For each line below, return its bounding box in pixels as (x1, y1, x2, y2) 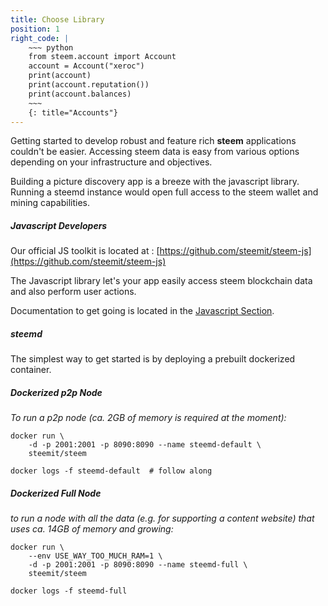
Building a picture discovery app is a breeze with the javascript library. (10, 176, 300, 188)
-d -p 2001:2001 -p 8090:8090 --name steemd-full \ (28, 560, 248, 570)
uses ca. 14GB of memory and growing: (10, 523, 174, 535)
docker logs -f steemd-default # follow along (10, 466, 213, 476)
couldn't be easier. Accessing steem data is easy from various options (10, 146, 300, 158)
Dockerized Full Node (10, 487, 102, 499)
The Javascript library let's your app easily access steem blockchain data (10, 275, 313, 287)
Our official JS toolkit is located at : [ (10, 245, 160, 257)
